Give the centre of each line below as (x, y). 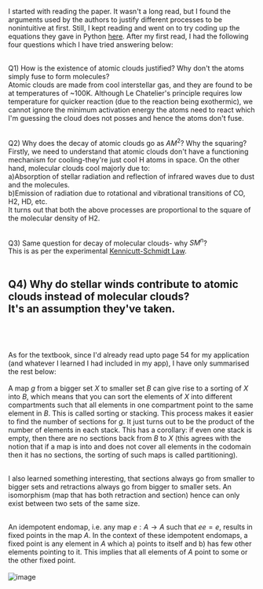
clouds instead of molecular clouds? (99, 296)
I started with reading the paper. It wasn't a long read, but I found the (120, 11)
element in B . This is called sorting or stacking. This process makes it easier (131, 413)
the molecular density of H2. (54, 218)
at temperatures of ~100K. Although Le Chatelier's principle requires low (125, 93)
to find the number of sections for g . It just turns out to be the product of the (131, 422)
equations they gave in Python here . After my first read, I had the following (128, 36)
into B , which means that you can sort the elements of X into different (121, 397)
